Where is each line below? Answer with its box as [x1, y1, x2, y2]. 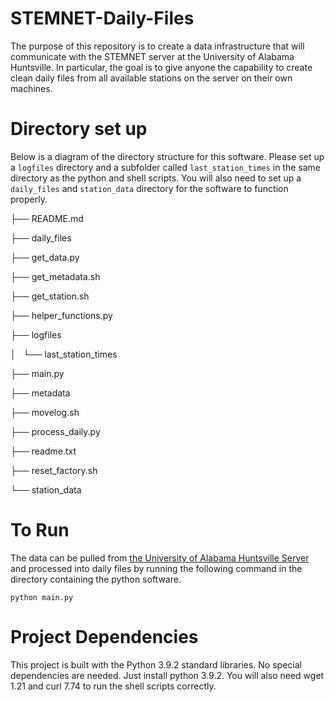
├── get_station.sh [10, 290, 90, 302]
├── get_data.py [10, 251, 80, 263]
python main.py [10, 592, 74, 602]
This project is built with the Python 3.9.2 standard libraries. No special [10, 658, 302, 671]
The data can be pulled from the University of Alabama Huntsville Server [10, 552, 310, 564]
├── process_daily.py [10, 425, 101, 437]
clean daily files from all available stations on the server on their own [10, 72, 293, 84]
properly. [10, 193, 48, 205]
